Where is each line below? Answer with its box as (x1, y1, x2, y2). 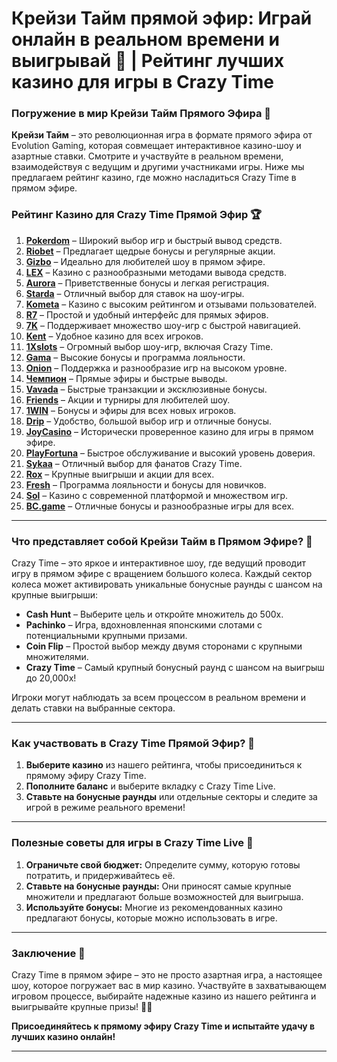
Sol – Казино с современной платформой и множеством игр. (25, 489, 289, 501)
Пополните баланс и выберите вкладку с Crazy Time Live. (25, 780, 276, 792)
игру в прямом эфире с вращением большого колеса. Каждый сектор (11, 568, 313, 580)
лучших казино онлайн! (11, 1030, 116, 1042)
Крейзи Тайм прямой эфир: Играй (11, 7, 313, 30)
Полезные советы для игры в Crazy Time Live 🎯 (11, 836, 254, 850)
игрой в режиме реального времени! (25, 802, 186, 814)
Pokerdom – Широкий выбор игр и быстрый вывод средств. (25, 234, 283, 246)
